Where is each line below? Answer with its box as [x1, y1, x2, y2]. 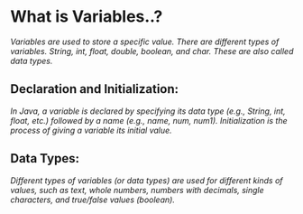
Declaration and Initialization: [10, 81, 179, 97]
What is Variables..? [10, 6, 163, 27]
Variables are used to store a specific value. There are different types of [10, 36, 280, 47]
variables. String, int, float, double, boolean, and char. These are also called [10, 45, 294, 56]
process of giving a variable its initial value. [10, 125, 172, 135]
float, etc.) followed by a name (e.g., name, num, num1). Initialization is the [10, 115, 288, 126]
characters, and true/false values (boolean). [10, 194, 175, 205]
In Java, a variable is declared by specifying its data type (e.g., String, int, [10, 106, 287, 116]
